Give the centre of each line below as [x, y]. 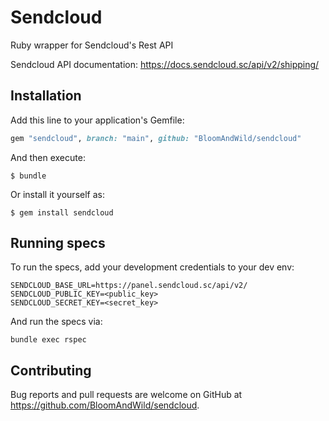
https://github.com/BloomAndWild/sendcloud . [105, 405]
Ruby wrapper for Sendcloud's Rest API [92, 45]
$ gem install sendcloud [62, 212]
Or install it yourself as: [57, 194]
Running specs [58, 243]
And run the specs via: [56, 322]
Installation [46, 96]
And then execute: [48, 157]
